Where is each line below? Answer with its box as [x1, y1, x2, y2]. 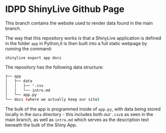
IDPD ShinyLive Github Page [5, 3, 124, 15]
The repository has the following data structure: [5, 64, 104, 70]
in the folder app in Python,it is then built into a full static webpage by [5, 40, 147, 46]
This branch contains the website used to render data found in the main [5, 20, 153, 26]
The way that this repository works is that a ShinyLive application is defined [5, 35, 161, 41]
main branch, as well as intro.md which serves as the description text [5, 116, 149, 123]
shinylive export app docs [5, 55, 62, 60]
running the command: [5, 45, 52, 51]
